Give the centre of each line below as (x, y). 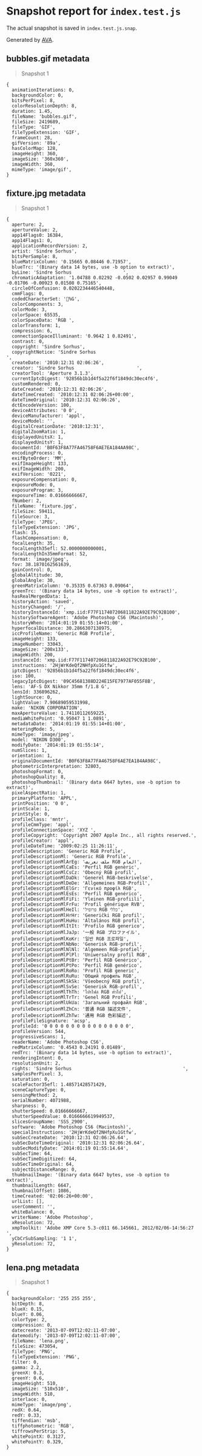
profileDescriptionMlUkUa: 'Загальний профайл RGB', (80, 1003)
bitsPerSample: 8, (35, 256)
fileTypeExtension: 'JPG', (46, 527)
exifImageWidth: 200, (39, 469)
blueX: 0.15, (28, 1309)
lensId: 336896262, (36, 692)
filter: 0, (25, 1363)
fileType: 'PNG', (34, 1352)
